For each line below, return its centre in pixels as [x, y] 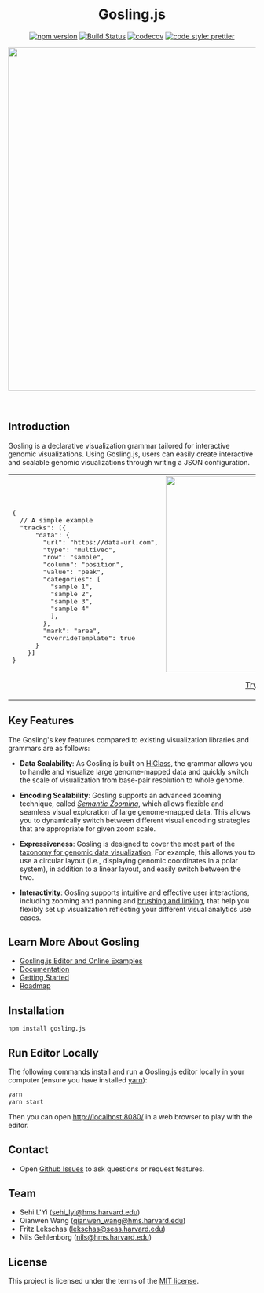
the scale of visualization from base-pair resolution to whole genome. [132, 780]
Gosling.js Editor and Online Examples [81, 961]
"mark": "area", [72, 631]
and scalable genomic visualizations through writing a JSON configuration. [129, 462]
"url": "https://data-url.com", [101, 542]
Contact [28, 1150]
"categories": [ [72, 579]
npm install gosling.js [47, 1029]
